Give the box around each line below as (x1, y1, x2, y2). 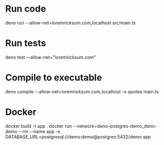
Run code (5, 3, 46, 15)
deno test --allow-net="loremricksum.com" (5, 54, 96, 60)
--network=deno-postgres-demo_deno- (73, 123, 157, 129)
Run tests (5, 37, 46, 49)
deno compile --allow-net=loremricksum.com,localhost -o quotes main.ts (5, 88, 159, 94)
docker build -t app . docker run (5, 123, 72, 129)
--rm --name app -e (18, 128, 60, 134)
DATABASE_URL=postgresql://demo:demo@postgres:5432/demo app (5, 133, 151, 139)
